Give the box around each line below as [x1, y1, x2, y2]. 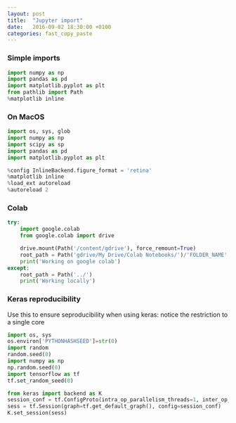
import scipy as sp [7, 141, 65, 148]
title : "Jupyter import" [7, 17, 83, 24]
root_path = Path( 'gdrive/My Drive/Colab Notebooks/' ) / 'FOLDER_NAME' [20, 251, 228, 258]
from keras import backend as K [7, 390, 102, 397]
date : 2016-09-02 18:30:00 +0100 [7, 23, 112, 30]
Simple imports [7, 53, 61, 63]
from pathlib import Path [7, 89, 83, 96]
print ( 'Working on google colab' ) [20, 258, 121, 265]
